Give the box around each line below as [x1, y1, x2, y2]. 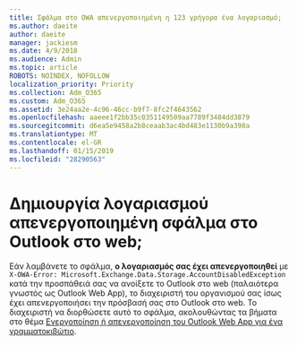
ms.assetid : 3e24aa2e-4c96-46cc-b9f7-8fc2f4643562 [9, 105, 202, 114]
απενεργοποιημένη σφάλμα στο [9, 212, 259, 233]
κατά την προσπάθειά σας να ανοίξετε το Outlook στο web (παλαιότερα [9, 279, 279, 289]
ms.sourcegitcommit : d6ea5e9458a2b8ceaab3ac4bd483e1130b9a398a [9, 122, 250, 131]
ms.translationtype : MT [9, 130, 98, 139]
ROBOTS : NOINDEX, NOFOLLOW [9, 72, 110, 81]
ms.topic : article [9, 64, 78, 73]
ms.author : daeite [9, 22, 78, 30]
